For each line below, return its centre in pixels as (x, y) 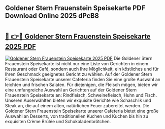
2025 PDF (20, 46)
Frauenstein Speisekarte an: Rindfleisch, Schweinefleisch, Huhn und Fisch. (81, 95)
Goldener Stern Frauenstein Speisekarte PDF (75, 8)
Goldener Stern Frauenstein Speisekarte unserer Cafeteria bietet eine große (82, 111)
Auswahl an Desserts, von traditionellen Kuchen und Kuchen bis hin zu (77, 116)
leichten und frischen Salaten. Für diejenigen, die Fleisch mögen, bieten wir (82, 85)
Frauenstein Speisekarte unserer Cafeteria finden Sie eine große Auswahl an (83, 79)
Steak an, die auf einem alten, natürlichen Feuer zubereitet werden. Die (77, 106)
